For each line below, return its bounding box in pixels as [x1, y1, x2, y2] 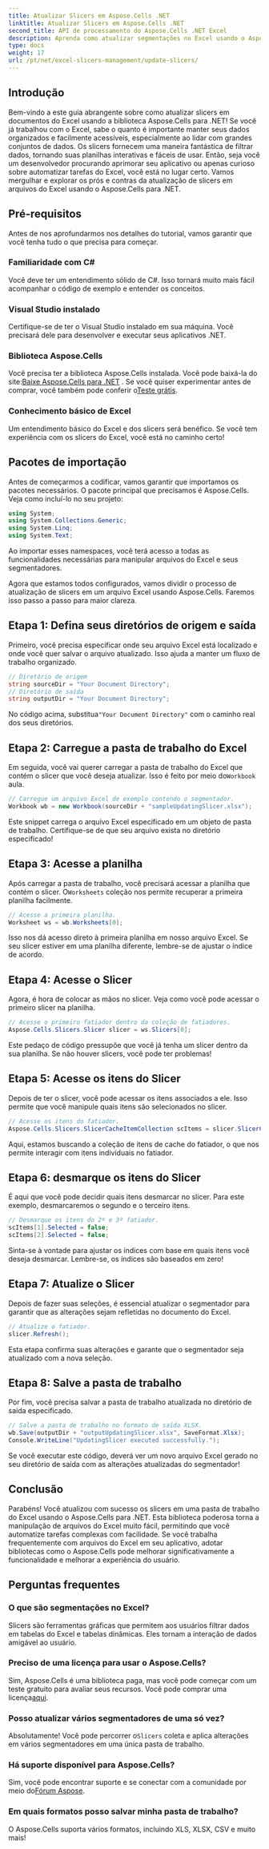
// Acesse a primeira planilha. [8, 911, 116, 919]
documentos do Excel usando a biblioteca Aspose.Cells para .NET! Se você [8, 115, 257, 125]
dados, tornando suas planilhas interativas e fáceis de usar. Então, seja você [8, 150, 260, 159]
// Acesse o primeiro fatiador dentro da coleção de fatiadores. [8, 1018, 231, 1026]
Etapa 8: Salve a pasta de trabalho [8, 1376, 183, 1390]
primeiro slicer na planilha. [8, 1003, 96, 1013]
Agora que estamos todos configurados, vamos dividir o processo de [8, 578, 237, 588]
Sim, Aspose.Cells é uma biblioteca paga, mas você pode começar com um [8, 1675, 258, 1685]
